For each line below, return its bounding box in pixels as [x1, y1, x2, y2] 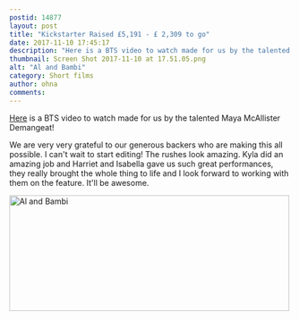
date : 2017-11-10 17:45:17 [9, 38, 110, 47]
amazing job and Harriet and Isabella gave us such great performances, [9, 158, 274, 169]
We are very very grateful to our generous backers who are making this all [9, 139, 284, 150]
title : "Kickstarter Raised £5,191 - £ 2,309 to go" [9, 29, 210, 38]
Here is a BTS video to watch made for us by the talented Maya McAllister [9, 113, 281, 123]
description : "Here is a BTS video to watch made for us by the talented [9, 46, 291, 55]
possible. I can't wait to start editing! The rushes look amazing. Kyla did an [9, 148, 284, 159]
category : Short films [9, 72, 94, 80]
